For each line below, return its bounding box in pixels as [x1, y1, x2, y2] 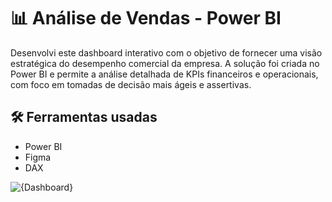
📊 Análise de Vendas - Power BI [10, 7, 282, 30]
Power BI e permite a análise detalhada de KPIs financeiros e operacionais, [10, 68, 319, 80]
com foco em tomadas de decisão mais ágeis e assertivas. [10, 78, 252, 90]
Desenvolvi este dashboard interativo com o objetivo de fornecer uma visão [10, 46, 323, 59]
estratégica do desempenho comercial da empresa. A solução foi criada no [10, 57, 320, 69]
